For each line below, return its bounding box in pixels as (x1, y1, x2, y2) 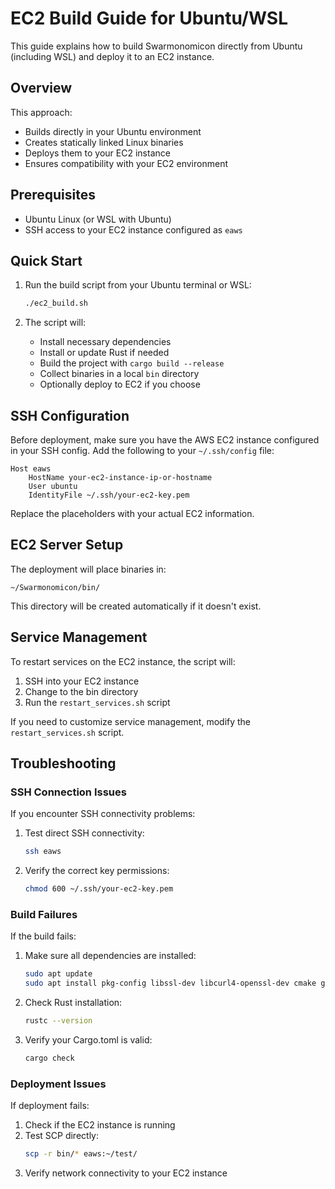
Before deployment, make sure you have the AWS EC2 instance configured (10, 434, 320, 446)
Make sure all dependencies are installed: (24, 950, 197, 962)
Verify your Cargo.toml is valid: (24, 1034, 153, 1046)
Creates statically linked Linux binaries (24, 136, 184, 148)
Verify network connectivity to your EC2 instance (24, 1167, 228, 1179)
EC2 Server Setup (10, 537, 124, 554)
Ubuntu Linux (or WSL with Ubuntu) (24, 213, 172, 225)
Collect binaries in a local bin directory (39, 368, 200, 380)
